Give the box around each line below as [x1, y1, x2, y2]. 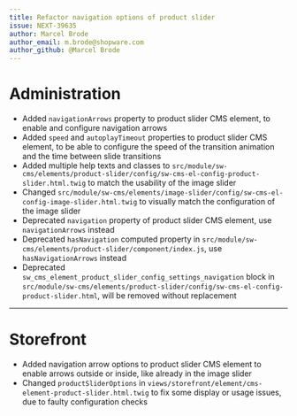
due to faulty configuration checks [21, 397, 148, 407]
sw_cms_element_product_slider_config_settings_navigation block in [21, 272, 276, 282]
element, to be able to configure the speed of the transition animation [21, 142, 275, 152]
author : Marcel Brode [9, 29, 89, 38]
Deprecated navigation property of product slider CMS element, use [21, 215, 272, 226]
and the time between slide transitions [21, 151, 162, 162]
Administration [9, 84, 121, 104]
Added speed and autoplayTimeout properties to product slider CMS [21, 132, 268, 143]
